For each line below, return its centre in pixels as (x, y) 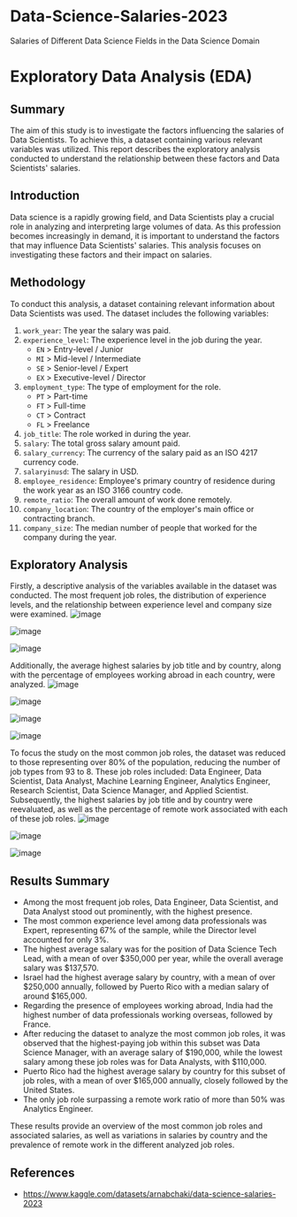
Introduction (45, 196)
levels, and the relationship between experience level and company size (141, 605)
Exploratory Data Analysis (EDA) (131, 77)
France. (37, 1024)
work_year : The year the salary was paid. (97, 330)
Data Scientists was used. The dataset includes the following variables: (139, 313)
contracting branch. (59, 518)
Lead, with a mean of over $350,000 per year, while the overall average (153, 959)
